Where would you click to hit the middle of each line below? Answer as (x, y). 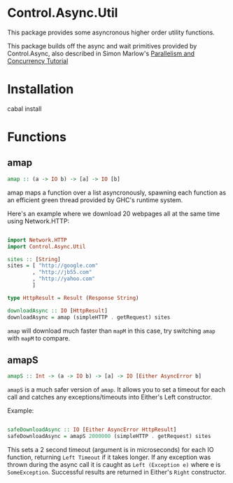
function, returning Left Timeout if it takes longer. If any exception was (109, 457)
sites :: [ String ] (34, 259)
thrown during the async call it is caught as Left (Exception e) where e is (114, 464)
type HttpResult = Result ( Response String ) (73, 298)
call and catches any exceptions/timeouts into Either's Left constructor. (110, 397)
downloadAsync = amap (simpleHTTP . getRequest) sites (89, 317)
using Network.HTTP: (38, 221)
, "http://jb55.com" (62, 272)
